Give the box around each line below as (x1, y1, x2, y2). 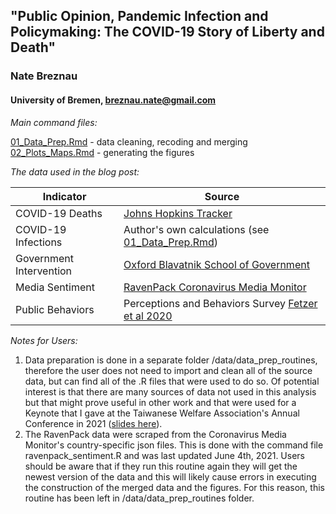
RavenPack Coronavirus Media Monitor (123, 280, 307, 294)
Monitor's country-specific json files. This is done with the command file (24, 439, 324, 451)
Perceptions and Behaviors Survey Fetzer (123, 296, 318, 310)
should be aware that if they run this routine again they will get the (24, 460, 298, 472)
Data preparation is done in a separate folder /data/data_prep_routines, (24, 354, 318, 366)
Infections (15, 235, 63, 249)
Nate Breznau (10, 69, 78, 83)
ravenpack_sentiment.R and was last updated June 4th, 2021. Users (24, 449, 306, 461)
